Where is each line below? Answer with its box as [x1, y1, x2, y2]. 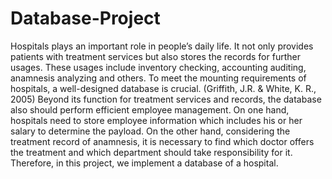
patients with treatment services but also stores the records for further [10, 50, 301, 62]
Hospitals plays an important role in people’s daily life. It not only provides [10, 40, 314, 52]
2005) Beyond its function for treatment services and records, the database [10, 93, 322, 105]
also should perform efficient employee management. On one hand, [10, 103, 290, 116]
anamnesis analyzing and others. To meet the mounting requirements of [10, 72, 307, 84]
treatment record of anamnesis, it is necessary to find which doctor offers [10, 135, 315, 147]
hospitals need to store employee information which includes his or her [10, 114, 303, 126]
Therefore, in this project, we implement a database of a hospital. [10, 157, 279, 169]
